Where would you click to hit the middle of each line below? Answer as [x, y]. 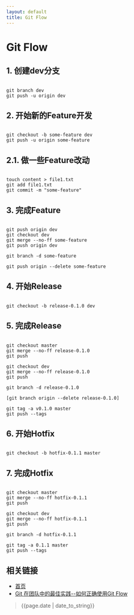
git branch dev [25, 90]
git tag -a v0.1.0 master [38, 409]
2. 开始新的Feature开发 [49, 115]
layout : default [26, 12]
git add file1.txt [29, 185]
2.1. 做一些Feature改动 [48, 160]
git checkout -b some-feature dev [50, 135]
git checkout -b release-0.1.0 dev [51, 306]
